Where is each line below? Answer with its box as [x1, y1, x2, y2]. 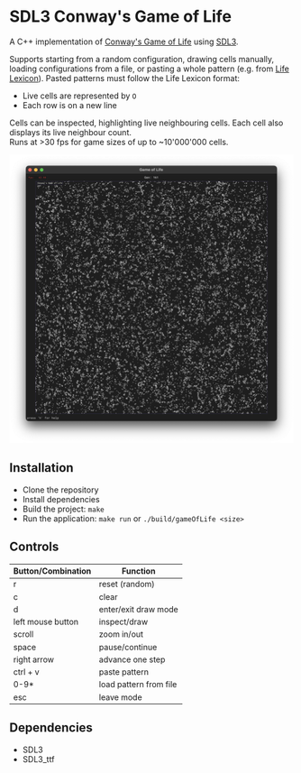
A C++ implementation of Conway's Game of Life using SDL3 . [9, 36, 239, 47]
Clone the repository [22, 484, 99, 495]
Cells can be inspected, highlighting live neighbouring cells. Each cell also [9, 117, 284, 128]
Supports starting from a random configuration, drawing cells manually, [9, 53, 275, 64]
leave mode [98, 692, 142, 703]
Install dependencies [22, 493, 101, 504]
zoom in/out [98, 629, 144, 640]
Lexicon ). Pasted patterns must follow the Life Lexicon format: [9, 72, 241, 83]
